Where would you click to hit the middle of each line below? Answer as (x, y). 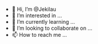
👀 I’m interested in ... (37, 15)
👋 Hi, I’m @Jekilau (34, 9)
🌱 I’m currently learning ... (43, 22)
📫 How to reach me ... (39, 35)
